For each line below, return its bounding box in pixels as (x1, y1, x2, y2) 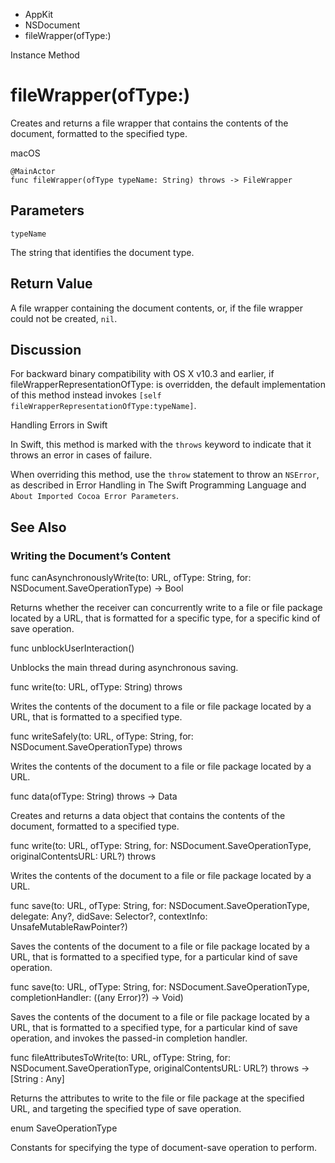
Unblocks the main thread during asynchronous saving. (10, 662, 239, 674)
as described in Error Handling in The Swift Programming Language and (10, 479, 307, 491)
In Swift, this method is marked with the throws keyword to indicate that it (10, 439, 312, 451)
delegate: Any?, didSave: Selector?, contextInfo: (10, 910, 208, 923)
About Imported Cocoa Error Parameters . (10, 490, 179, 502)
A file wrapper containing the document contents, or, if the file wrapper (10, 302, 304, 314)
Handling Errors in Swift (10, 419, 108, 431)
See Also (10, 519, 67, 536)
